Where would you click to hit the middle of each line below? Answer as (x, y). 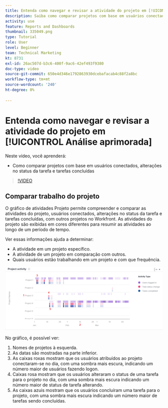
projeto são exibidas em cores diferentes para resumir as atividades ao (78, 224)
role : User (16, 43)
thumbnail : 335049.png (29, 32)
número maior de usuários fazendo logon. (55, 369)
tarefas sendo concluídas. (39, 401)
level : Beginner (22, 48)
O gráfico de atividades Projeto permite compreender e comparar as (76, 209)
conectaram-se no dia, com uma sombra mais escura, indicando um (83, 364)
